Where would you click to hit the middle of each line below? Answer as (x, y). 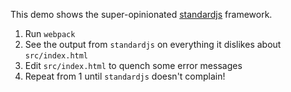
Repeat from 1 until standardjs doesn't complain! (125, 76)
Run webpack (50, 33)
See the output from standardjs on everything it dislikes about (153, 44)
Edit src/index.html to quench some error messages (133, 65)
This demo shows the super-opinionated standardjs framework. (141, 14)
